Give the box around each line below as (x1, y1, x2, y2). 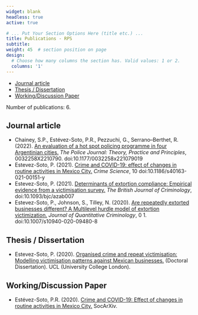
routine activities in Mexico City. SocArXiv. (14, 302, 118, 309)
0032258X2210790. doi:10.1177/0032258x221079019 (14, 155, 143, 163)
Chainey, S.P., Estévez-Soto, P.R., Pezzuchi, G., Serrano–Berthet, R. (14, 137, 179, 144)
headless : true (6, 14, 44, 20)
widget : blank (6, 8, 41, 15)
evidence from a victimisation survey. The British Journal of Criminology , (14, 187, 192, 194)
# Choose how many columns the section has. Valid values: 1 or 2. (11, 57, 181, 64)
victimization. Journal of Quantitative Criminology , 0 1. (14, 212, 147, 219)
